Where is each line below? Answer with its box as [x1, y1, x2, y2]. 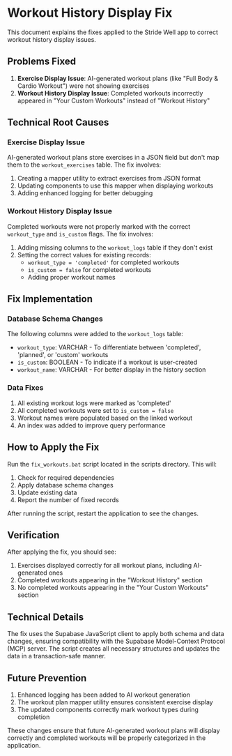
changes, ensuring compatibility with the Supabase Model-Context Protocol [7, 637, 225, 646]
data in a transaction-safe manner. [7, 652, 106, 660]
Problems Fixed [7, 56, 77, 68]
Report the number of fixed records [17, 495, 120, 504]
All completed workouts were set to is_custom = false [17, 406, 174, 414]
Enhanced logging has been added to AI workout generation [17, 690, 190, 699]
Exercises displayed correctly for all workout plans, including [17, 561, 192, 570]
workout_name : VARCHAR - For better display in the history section [17, 365, 206, 374]
